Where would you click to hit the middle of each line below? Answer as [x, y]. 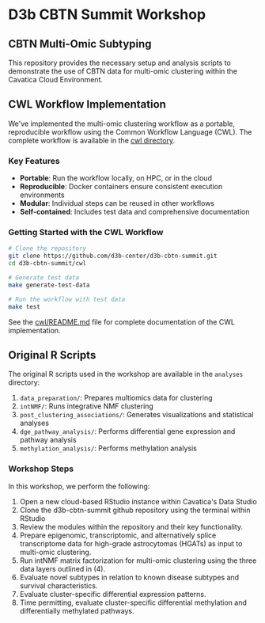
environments [42, 195]
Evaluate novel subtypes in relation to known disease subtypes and [129, 577]
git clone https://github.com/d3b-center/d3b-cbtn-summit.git [113, 256]
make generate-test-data [49, 285]
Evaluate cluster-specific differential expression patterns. [113, 594]
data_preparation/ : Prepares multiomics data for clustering [116, 398]
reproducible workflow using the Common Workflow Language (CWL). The [130, 131]
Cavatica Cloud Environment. [56, 80]
